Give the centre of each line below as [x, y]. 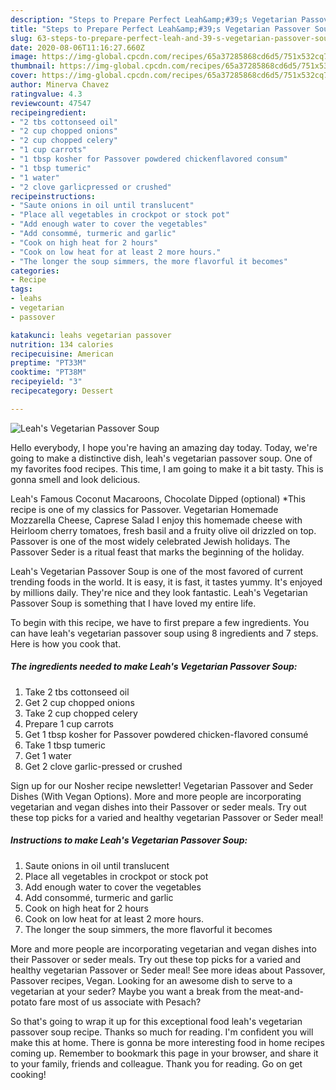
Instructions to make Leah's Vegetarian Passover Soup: [129, 840]
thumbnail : [33, 66]
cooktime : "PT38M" [48, 372]
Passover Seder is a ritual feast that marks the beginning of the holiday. [157, 552]
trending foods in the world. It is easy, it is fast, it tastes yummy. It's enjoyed [166, 582]
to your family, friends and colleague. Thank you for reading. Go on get [156, 1063]
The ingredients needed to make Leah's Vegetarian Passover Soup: [154, 667]
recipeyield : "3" [46, 382]
